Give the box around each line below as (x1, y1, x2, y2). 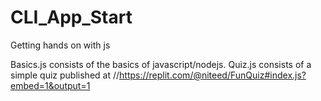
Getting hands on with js (10, 39, 111, 51)
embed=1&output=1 (10, 79, 91, 91)
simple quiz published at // (10, 69, 120, 81)
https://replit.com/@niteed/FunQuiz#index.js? (119, 69, 307, 81)
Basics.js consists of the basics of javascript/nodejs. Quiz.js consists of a (10, 58, 312, 70)
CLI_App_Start (10, 6, 133, 29)
